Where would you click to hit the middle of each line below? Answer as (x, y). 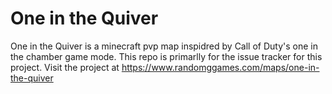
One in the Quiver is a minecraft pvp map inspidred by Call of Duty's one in (164, 46)
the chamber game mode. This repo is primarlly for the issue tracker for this (166, 56)
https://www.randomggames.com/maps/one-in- (220, 67)
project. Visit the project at (65, 67)
